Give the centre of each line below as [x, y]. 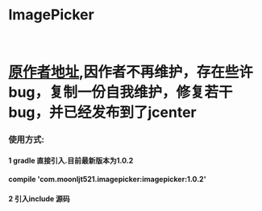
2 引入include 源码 [39, 198]
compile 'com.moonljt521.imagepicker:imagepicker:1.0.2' [108, 180]
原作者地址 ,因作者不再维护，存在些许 [131, 72]
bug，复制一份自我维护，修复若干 [121, 92]
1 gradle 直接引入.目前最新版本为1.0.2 [71, 160]
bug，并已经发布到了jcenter [103, 112]
